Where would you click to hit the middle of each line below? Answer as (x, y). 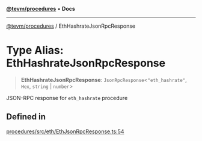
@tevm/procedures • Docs (41, 9)
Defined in (26, 117)
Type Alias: (35, 50)
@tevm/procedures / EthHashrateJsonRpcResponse (71, 26)
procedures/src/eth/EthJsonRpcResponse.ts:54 (65, 131)
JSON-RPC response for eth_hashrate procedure (67, 98)
